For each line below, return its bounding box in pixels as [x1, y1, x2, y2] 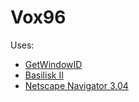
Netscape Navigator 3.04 [24, 79, 129, 91]
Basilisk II [24, 69, 64, 81]
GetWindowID [24, 58, 83, 70]
